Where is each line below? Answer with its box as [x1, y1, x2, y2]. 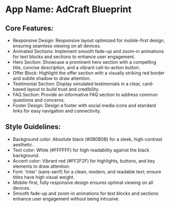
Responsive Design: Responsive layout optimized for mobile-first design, [12, 37, 165, 43]
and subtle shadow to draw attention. [12, 75, 91, 81]
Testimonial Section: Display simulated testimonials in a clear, [12, 81, 141, 87]
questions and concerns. [12, 97, 65, 103]
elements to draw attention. [12, 163, 70, 169]
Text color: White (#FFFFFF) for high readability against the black [12, 147, 150, 153]
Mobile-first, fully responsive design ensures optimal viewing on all [12, 179, 154, 186]
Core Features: [5, 24, 53, 33]
